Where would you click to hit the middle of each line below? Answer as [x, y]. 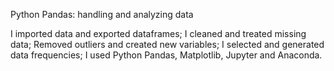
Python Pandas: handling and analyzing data [102, 14]
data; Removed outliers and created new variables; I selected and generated [167, 44]
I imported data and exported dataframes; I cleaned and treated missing [158, 33]
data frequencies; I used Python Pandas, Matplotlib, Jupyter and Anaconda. [166, 55]
